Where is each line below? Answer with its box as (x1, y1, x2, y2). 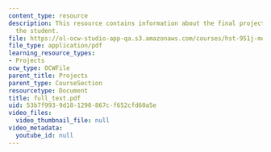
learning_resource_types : (8, 49, 95, 57)
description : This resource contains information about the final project (8, 19, 265, 27)
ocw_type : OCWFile (8, 64, 70, 72)
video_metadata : (8, 124, 63, 132)
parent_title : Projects (8, 72, 89, 80)
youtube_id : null (15, 131, 74, 139)
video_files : (8, 109, 52, 117)
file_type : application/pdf (8, 42, 103, 50)
